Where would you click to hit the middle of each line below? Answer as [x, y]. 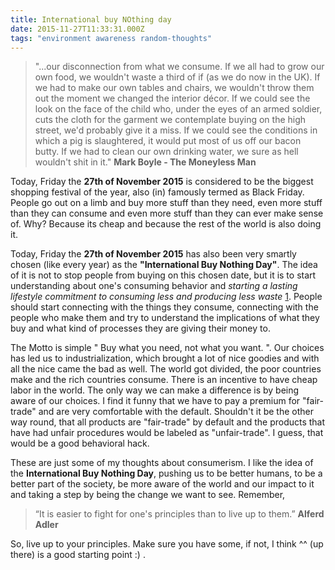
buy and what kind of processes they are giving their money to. [140, 328]
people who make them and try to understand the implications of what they [165, 318]
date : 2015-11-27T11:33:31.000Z [77, 29]
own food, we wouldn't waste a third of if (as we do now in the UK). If [177, 77]
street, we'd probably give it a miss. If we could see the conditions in [176, 130]
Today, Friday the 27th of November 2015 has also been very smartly [153, 254]
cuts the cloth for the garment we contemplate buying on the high [170, 120]
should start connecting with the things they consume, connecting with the [164, 307]
